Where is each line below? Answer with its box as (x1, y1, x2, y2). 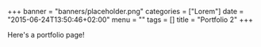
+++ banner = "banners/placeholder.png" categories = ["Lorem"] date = (7, 7, 244, 16)
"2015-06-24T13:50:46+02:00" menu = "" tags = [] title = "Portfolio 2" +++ (7, 15, 253, 24)
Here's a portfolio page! (7, 31, 85, 39)
